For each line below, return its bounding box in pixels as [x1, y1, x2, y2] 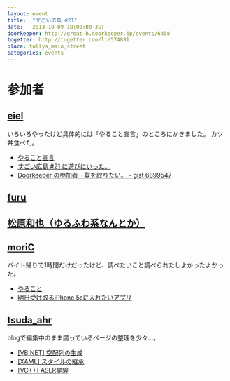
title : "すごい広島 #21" [7, 17, 78, 24]
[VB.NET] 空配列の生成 [17, 349, 83, 357]
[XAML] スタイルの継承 [17, 357, 85, 366]
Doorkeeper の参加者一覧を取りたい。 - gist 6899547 [17, 171, 172, 179]
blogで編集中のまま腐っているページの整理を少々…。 [7, 334, 160, 342]
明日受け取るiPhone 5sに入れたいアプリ [17, 293, 132, 302]
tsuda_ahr [7, 314, 52, 326]
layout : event [7, 10, 49, 18]
